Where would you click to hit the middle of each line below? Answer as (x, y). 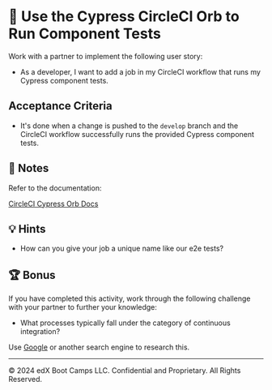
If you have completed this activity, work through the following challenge (130, 298)
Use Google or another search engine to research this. (99, 347)
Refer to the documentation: (55, 188)
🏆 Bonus (32, 275)
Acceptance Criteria (60, 106)
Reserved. (25, 379)
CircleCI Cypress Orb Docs (53, 204)
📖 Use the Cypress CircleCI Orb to (124, 17)
